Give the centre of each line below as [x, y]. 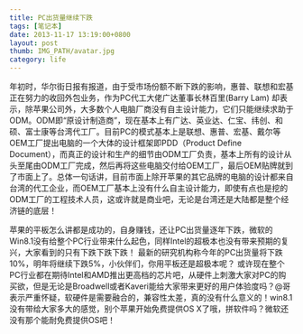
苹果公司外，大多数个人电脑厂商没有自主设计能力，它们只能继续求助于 [163, 109]
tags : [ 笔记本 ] [36, 26]
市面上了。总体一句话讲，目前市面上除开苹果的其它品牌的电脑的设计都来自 [155, 176]
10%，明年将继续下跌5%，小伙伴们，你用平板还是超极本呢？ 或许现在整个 [147, 264]
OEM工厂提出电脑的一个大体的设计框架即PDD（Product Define [125, 143]
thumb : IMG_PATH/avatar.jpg [62, 51]
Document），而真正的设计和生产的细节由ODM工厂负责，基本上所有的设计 [147, 154]
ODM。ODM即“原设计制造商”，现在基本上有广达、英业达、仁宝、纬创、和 [147, 120]
